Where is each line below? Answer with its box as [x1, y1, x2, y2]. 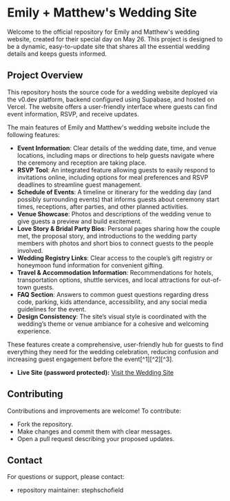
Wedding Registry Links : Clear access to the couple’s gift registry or [17, 254, 213, 262]
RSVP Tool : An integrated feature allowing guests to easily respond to [17, 165, 216, 174]
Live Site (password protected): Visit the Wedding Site [17, 368, 174, 376]
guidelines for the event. [17, 305, 87, 313]
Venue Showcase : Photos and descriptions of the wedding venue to [17, 209, 211, 218]
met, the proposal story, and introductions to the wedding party [17, 232, 198, 240]
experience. [17, 327, 52, 335]
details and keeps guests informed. [7, 50, 107, 58]
